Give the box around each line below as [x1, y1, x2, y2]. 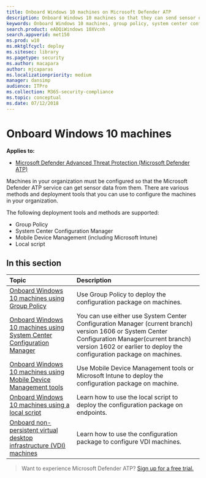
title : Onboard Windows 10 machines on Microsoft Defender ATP [6, 9, 172, 15]
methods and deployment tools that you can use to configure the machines [6, 190, 196, 198]
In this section [6, 258, 62, 268]
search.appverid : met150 [6, 32, 70, 38]
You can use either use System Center [76, 312, 187, 320]
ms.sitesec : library [6, 49, 59, 55]
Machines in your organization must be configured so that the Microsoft [6, 177, 188, 185]
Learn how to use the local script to [76, 393, 178, 402]
